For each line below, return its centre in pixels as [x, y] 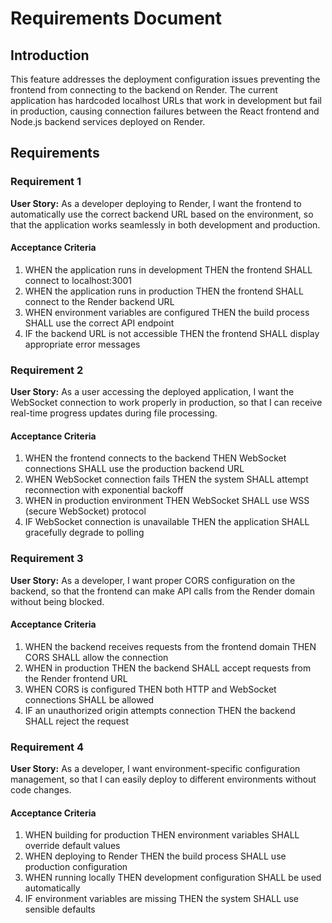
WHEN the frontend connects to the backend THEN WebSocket [155, 458]
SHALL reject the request [77, 721]
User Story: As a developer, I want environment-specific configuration [155, 769]
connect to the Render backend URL [99, 301]
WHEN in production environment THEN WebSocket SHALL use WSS [167, 501]
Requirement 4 [47, 747]
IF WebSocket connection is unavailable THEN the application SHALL [167, 522]
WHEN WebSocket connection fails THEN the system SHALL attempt [166, 479]
